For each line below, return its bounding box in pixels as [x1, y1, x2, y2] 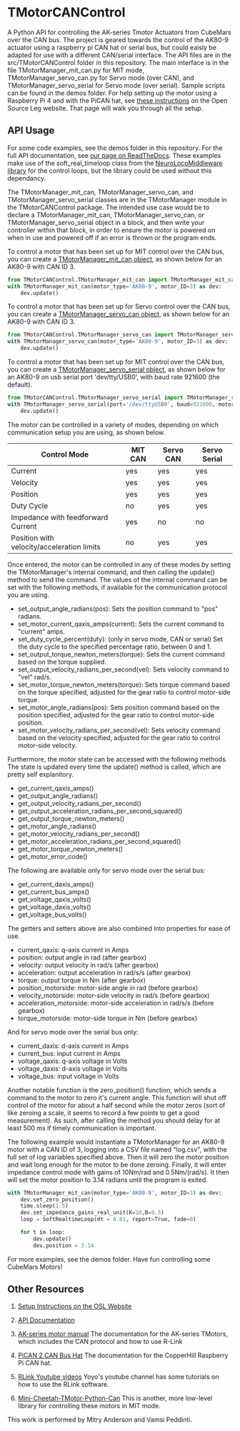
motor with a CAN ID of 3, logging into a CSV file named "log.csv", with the [7, 1145, 227, 1154]
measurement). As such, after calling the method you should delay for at [7, 1116, 220, 1125]
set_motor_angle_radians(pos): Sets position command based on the [17, 703, 220, 712]
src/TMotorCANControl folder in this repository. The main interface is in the [7, 58, 229, 66]
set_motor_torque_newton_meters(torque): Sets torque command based [17, 680, 230, 689]
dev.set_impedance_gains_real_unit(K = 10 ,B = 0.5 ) [20, 1209, 164, 1217]
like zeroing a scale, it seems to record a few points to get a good [7, 1108, 200, 1117]
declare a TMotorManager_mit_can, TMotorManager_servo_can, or [7, 210, 205, 219]
